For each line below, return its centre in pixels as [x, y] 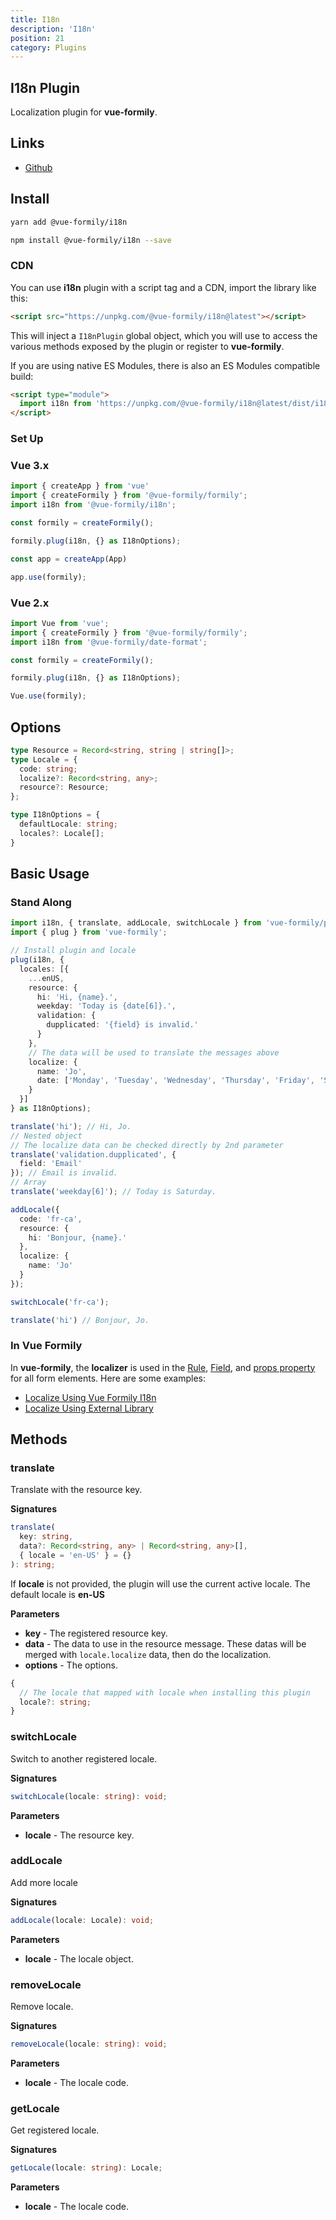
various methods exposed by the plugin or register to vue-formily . [147, 346]
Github [38, 167]
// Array [28, 1182]
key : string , [46, 1537]
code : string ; [48, 769]
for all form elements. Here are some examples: [108, 1378]
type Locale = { [44, 759]
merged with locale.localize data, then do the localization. [148, 1654]
